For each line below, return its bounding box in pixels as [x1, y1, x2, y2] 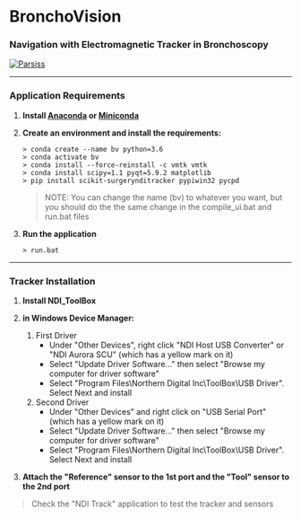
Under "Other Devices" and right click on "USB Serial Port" [48, 407, 267, 417]
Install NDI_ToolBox [21, 295, 97, 306]
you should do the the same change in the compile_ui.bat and [44, 201, 272, 212]
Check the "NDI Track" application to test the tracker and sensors [30, 498, 274, 509]
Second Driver [35, 397, 90, 408]
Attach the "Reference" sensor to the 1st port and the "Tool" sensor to [21, 471, 289, 482]
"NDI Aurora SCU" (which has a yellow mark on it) [48, 349, 234, 360]
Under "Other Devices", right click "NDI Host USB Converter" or [48, 339, 285, 351]
